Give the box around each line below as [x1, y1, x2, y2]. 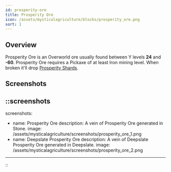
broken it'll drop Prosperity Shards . [5, 65, 79, 71]
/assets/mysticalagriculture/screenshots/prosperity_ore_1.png [12, 131, 141, 137]
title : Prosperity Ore [5, 12, 53, 17]
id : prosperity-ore [5, 7, 47, 13]
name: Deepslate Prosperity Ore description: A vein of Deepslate [12, 136, 149, 142]
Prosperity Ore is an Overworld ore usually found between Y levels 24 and [5, 54, 161, 60]
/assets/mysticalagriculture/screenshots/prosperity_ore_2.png [12, 147, 144, 153]
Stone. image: [12, 126, 42, 132]
